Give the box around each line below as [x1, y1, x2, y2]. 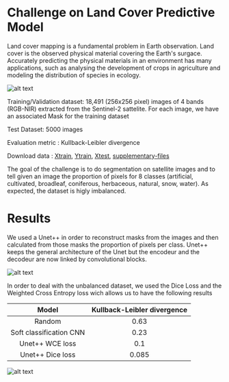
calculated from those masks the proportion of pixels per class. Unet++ [7, 241, 208, 249]
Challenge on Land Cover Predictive [7, 5, 215, 21]
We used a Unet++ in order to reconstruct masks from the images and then [7, 233, 219, 241]
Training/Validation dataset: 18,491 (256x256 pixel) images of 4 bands [7, 97, 204, 105]
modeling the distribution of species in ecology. [7, 70, 142, 79]
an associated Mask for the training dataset [7, 111, 129, 120]
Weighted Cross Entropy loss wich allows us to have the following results [7, 288, 213, 297]
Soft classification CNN [10, 327, 85, 337]
